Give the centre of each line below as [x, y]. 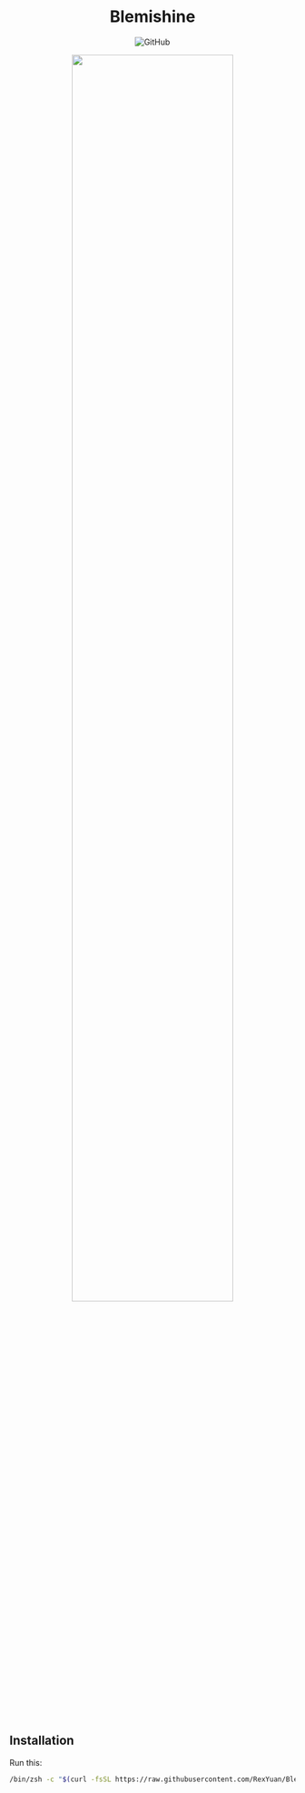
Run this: [26, 1762]
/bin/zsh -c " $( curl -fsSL [60, 1779]
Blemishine [152, 17]
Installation [42, 1741]
